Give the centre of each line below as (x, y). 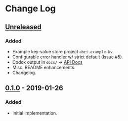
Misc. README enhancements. (44, 67)
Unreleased (23, 27)
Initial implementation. (35, 113)
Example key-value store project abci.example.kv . (63, 51)
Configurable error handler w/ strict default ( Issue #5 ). (68, 57)
